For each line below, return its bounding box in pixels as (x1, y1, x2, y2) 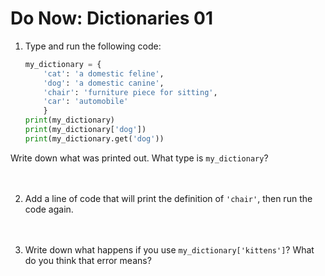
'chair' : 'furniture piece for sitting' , (43, 87, 218, 97)
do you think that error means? (24, 254, 152, 266)
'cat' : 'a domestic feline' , (43, 68, 165, 79)
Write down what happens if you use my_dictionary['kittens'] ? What (24, 243, 315, 256)
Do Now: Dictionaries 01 (10, 7, 213, 30)
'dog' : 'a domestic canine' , (43, 78, 165, 88)
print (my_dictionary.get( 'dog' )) (24, 133, 165, 144)
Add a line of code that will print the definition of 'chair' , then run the (24, 192, 313, 204)
